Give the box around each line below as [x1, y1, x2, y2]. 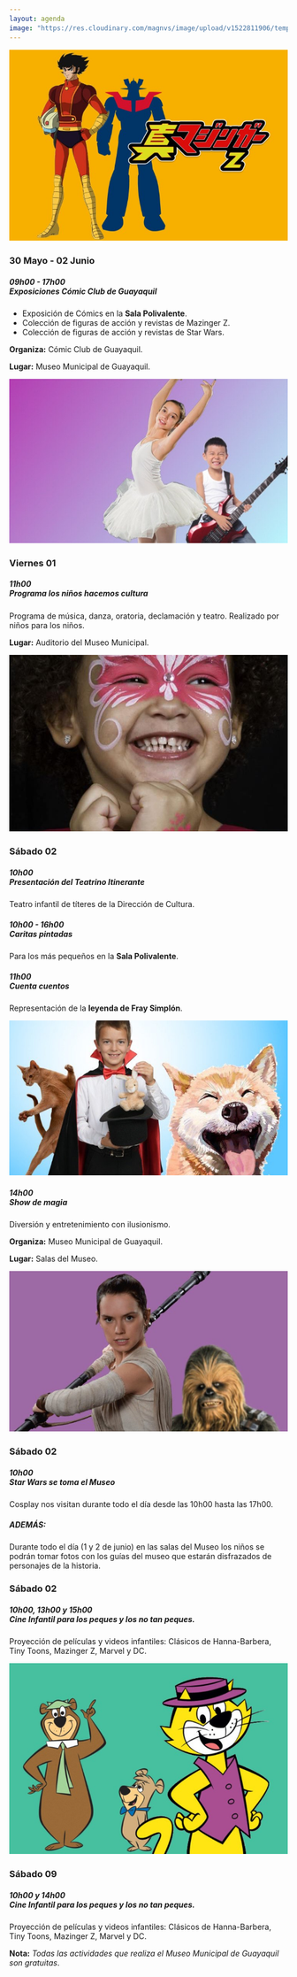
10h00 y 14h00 [9, 1889, 66, 1900]
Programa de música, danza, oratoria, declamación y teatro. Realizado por [9, 611, 280, 621]
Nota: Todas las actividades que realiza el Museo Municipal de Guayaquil [9, 1948, 279, 1959]
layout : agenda [9, 14, 65, 23]
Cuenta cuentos [9, 981, 70, 991]
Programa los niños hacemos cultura [9, 588, 148, 599]
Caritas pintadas [9, 928, 73, 939]
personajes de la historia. [9, 1560, 102, 1571]
